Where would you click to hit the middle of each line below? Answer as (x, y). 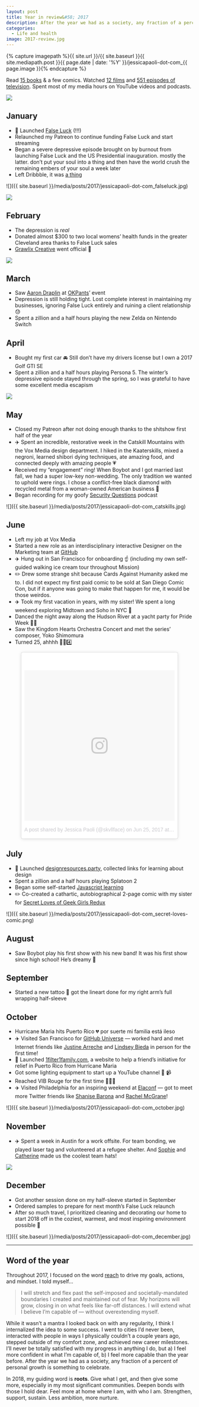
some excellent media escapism (54, 385)
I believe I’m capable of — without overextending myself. (90, 1312)
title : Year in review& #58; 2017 (47, 17)
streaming (27, 143)
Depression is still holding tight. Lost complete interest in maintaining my (103, 299)
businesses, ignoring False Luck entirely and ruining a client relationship (103, 305)
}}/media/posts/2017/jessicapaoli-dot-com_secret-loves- (118, 914)
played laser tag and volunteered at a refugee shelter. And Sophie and (100, 1149)
